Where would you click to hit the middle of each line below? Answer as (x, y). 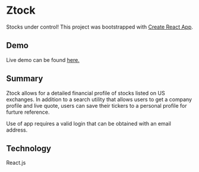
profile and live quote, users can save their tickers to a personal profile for (97, 105)
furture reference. (28, 112)
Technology (29, 148)
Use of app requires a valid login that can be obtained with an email (89, 123)
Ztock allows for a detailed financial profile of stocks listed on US (86, 93)
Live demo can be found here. (43, 60)
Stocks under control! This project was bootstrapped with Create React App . (99, 27)
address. (17, 130)
